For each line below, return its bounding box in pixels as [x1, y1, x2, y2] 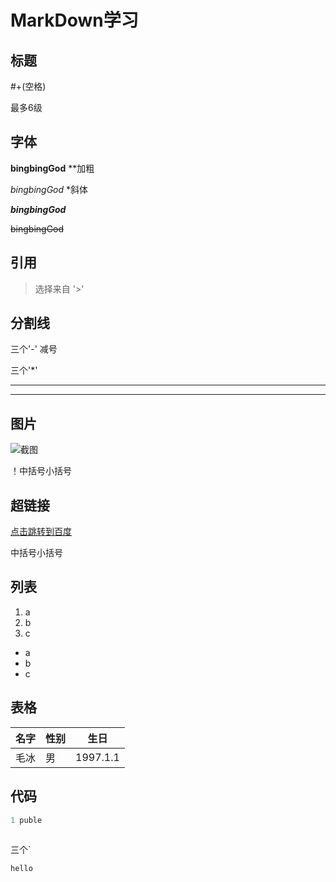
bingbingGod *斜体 [10, 183, 89, 195]
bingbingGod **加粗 [10, 162, 95, 174]
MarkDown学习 [10, 9, 139, 32]
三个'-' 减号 [10, 343, 58, 355]
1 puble [10, 815, 43, 825]
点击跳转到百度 [10, 526, 72, 538]
